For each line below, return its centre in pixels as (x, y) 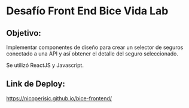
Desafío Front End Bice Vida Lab (87, 11)
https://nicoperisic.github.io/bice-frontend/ (59, 98)
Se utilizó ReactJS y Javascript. (45, 65)
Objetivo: (24, 33)
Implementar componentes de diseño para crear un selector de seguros (95, 47)
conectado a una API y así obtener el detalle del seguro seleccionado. (92, 54)
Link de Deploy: (36, 84)
